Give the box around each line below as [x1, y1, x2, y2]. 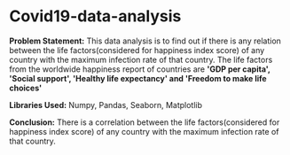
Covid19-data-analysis [9, 6, 182, 27]
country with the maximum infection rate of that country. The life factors [9, 54, 273, 65]
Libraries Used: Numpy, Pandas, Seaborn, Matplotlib [9, 99, 202, 110]
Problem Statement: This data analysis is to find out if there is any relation [9, 35, 282, 46]
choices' [9, 82, 43, 93]
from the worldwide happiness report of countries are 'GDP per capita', [9, 64, 270, 74]
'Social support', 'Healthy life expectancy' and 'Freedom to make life [9, 73, 268, 83]
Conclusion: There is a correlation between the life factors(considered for [9, 117, 280, 128]
